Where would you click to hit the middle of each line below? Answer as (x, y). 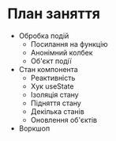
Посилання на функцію (69, 44)
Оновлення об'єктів (64, 120)
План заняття (54, 14)
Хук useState (52, 86)
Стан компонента (48, 69)
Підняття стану (56, 103)
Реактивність (53, 78)
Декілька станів (57, 111)
